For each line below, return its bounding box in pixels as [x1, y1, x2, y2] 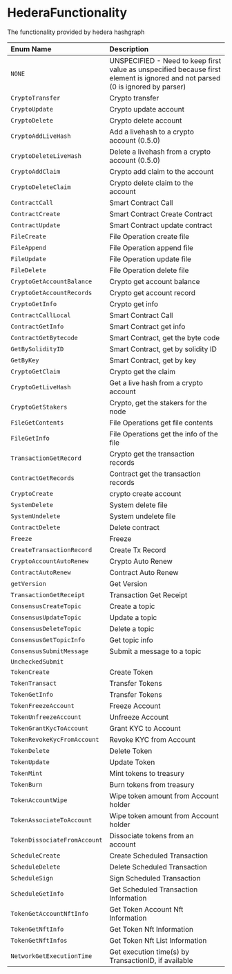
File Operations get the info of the [109, 429, 219, 439]
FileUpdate [10, 255, 46, 263]
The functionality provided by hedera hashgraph [7, 28, 145, 36]
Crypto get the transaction [109, 449, 195, 459]
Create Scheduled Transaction [109, 851, 209, 860]
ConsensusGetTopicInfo [10, 636, 85, 644]
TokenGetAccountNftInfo [10, 910, 89, 917]
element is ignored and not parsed [109, 73, 221, 82]
